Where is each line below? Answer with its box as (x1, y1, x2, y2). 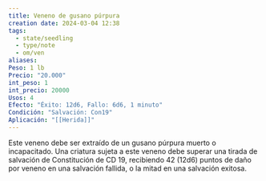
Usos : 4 (8, 94, 34, 102)
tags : (8, 26, 26, 34)
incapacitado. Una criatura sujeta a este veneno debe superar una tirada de (8, 146, 258, 156)
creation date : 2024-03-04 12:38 (8, 19, 120, 27)
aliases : (8, 57, 38, 65)
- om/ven (15, 49, 45, 57)
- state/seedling (15, 34, 74, 42)
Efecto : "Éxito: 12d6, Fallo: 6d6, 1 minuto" (8, 101, 163, 109)
